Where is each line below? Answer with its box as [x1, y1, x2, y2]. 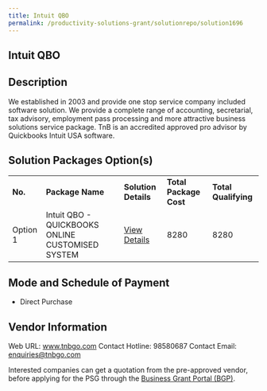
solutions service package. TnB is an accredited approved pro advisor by [8, 122, 248, 131]
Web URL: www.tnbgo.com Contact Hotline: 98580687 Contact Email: [8, 342, 237, 351]
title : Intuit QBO [8, 11, 69, 20]
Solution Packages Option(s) [8, 154, 153, 167]
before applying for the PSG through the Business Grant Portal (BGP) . [8, 373, 236, 383]
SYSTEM [45, 248, 79, 260]
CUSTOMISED [45, 239, 99, 250]
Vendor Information [8, 320, 107, 334]
